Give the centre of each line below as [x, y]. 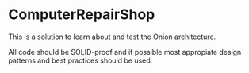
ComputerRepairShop [82, 15]
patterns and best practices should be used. [80, 60]
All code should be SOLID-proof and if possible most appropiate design [125, 52]
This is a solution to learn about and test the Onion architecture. [112, 36]
